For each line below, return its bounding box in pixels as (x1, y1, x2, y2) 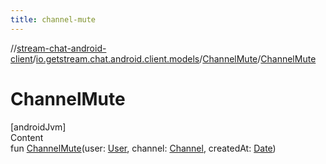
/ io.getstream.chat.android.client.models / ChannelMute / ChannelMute (32, 52, 317, 65)
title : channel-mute (10, 14, 97, 25)
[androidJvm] (10, 121, 67, 133)
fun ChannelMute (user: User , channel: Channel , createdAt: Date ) (10, 142, 277, 154)
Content (10, 131, 44, 143)
